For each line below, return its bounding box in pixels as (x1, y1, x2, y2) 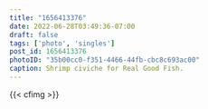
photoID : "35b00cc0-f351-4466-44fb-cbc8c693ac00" (9, 55, 201, 64)
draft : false (9, 30, 59, 39)
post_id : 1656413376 (9, 47, 88, 56)
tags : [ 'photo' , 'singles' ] (9, 38, 116, 48)
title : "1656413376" (9, 13, 88, 23)
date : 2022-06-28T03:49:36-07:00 (9, 22, 136, 31)
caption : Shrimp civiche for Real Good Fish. (9, 64, 184, 74)
